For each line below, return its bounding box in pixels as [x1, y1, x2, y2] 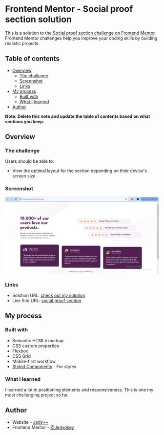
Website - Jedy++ [12, 419, 49, 425]
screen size [12, 173, 36, 179]
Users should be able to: [5, 158, 55, 164]
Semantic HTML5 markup [12, 337, 64, 343]
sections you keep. [5, 118, 45, 124]
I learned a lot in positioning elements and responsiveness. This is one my [5, 387, 154, 393]
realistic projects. [5, 40, 40, 46]
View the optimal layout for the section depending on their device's [12, 168, 147, 174]
